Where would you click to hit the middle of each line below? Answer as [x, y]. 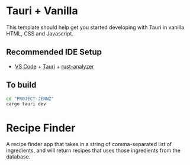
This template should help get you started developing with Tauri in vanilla [95, 27]
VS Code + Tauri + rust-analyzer [54, 66]
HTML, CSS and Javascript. [40, 33]
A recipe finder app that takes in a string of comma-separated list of [89, 144]
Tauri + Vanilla [42, 11]
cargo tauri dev [26, 104]
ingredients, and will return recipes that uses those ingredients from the [93, 151]
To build [21, 85]
